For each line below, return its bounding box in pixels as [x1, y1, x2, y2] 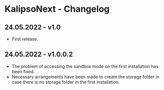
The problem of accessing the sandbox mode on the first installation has [11, 63, 159, 69]
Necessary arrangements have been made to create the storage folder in [11, 74, 160, 80]
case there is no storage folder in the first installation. [11, 79, 120, 85]
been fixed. [11, 68, 35, 74]
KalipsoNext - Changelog [4, 3, 110, 15]
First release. [11, 36, 38, 42]
